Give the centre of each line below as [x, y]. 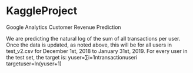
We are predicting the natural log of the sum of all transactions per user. [93, 38]
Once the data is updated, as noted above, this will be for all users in [89, 45]
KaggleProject [42, 11]
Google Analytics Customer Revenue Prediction [64, 27]
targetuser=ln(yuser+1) [34, 64]
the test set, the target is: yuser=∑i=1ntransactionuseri [72, 57]
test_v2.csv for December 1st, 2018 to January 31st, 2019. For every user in [97, 51]
